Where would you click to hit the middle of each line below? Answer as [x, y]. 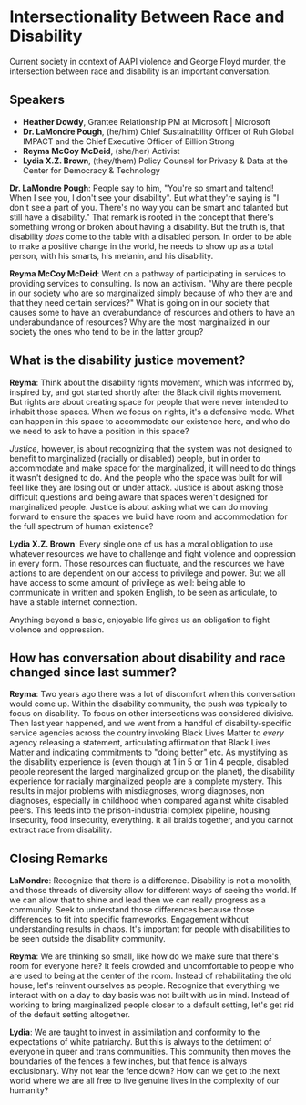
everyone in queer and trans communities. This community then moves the [150, 1052]
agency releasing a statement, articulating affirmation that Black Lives [140, 743]
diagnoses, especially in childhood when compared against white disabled [149, 801]
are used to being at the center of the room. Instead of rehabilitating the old [151, 976]
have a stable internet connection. [73, 602]
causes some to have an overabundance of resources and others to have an [153, 312]
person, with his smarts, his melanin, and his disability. [112, 255]
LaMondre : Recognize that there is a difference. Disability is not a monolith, [151, 881]
